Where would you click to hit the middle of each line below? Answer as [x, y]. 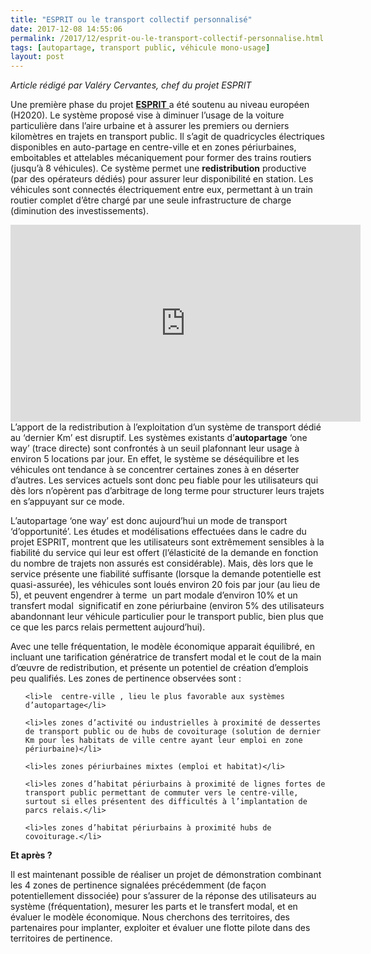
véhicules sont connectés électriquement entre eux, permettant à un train [161, 190]
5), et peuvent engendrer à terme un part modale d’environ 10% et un [154, 595]
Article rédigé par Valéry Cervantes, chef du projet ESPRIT [131, 85]
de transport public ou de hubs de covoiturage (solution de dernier [173, 732]
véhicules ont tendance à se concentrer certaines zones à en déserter [155, 470]
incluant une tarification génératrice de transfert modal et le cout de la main [166, 657]
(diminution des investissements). [79, 211]
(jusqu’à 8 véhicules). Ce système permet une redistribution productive [158, 168]
